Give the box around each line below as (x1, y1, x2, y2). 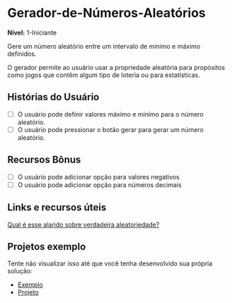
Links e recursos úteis (7, 201, 107, 213)
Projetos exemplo (7, 241, 86, 253)
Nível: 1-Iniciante (7, 28, 57, 37)
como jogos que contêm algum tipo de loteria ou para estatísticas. (7, 71, 200, 79)
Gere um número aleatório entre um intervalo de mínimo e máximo (7, 42, 201, 50)
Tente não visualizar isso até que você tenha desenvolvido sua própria (7, 259, 213, 268)
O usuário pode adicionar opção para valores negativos (17, 172, 180, 181)
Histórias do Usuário (7, 91, 100, 103)
